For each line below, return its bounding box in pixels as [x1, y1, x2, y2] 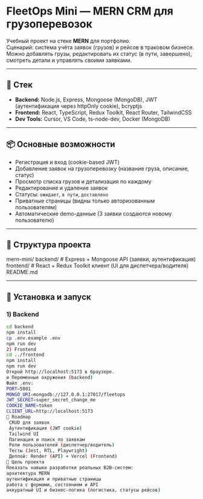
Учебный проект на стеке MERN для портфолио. [6, 37, 131, 44]
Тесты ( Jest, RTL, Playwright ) [8, 447, 88, 454]
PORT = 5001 [6, 386, 31, 392]
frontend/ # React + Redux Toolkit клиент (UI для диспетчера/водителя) [6, 262, 189, 269]
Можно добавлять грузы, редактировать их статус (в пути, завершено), [6, 50, 192, 57]
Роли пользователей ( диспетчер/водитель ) [8, 442, 115, 448]
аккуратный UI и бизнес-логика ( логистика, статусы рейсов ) [6, 487, 161, 494]
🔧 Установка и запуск [6, 292, 91, 302]
